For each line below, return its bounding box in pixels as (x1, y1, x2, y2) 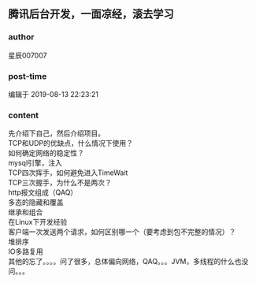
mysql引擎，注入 (8, 158, 63, 168)
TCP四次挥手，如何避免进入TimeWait (8, 168, 128, 177)
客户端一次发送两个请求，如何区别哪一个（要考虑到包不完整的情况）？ (8, 227, 236, 236)
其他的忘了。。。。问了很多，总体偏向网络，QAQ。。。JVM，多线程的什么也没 (8, 257, 249, 266)
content (8, 110, 39, 121)
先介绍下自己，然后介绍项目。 (8, 128, 105, 138)
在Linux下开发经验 (8, 218, 68, 227)
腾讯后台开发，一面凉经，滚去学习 (8, 7, 174, 21)
